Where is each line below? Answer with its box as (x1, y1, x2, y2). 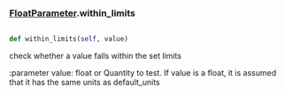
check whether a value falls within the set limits (9, 51, 181, 62)
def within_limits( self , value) (9, 34, 128, 44)
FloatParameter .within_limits (9, 7, 135, 19)
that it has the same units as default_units (9, 77, 161, 88)
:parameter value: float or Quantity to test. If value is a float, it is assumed (9, 68, 277, 78)
